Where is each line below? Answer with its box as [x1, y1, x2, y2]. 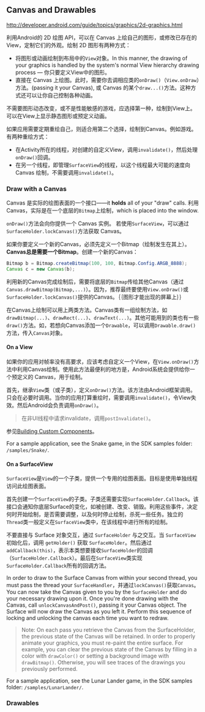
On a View [6, 343, 33, 351]
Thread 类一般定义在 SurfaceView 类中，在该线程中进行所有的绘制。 [6, 519, 171, 526]
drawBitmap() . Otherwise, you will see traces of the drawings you [21, 659, 185, 666]
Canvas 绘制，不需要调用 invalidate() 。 [15, 168, 117, 176]
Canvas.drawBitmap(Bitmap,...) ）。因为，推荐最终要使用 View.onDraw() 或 [6, 285, 188, 293]
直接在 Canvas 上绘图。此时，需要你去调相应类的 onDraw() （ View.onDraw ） [15, 76, 199, 83]
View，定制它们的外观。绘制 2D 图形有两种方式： [6, 41, 131, 48]
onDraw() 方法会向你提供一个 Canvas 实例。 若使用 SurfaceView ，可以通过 [6, 220, 190, 227]
